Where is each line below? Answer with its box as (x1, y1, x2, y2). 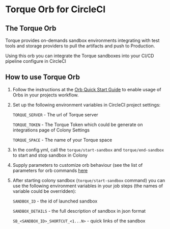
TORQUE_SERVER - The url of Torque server (12, 111, 98, 118)
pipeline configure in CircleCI (5, 58, 66, 64)
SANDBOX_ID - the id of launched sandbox (12, 198, 98, 204)
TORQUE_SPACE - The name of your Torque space (12, 137, 112, 143)
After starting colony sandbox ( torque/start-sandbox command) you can (12, 177, 165, 183)
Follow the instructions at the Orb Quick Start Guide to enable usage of (12, 86, 161, 92)
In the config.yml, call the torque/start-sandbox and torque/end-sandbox (12, 146, 164, 152)
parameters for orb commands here (12, 167, 88, 173)
